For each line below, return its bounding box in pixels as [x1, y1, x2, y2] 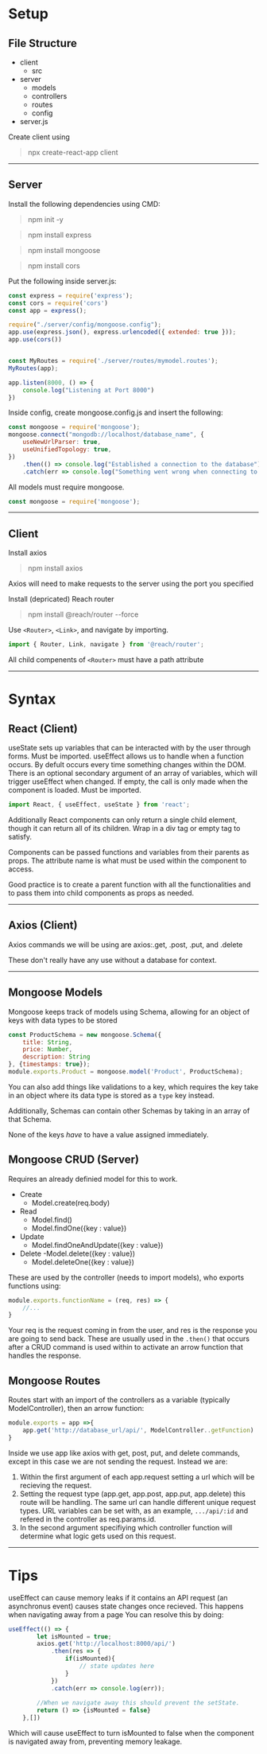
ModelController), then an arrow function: [8, 1404, 145, 1413]
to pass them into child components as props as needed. [8, 888, 195, 898]
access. [8, 864, 34, 874]
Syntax [8, 690, 56, 708]
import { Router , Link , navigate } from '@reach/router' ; [8, 641, 204, 649]
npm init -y [27, 214, 64, 224]
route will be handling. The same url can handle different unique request [19, 1497, 257, 1506]
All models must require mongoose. [8, 482, 125, 492]
